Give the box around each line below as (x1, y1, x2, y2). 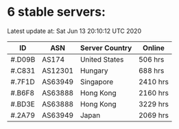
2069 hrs (138, 110, 169, 120)
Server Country (80, 43, 132, 52)
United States (80, 54, 124, 64)
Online (143, 43, 165, 52)
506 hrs (138, 54, 165, 64)
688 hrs (138, 66, 165, 75)
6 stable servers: (7, 4, 106, 20)
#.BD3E (10, 99, 36, 108)
